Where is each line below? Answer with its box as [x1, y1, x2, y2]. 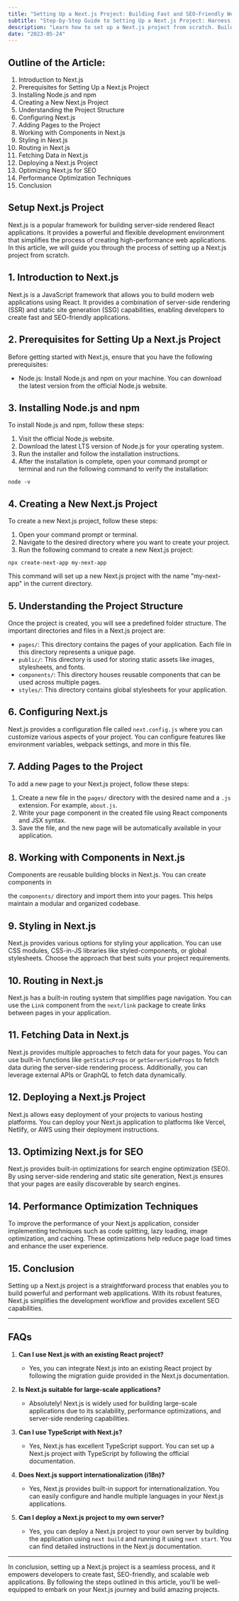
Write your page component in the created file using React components [18, 808, 228, 817]
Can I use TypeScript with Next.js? [18, 1428, 123, 1436]
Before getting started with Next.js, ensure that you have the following [8, 353, 213, 361]
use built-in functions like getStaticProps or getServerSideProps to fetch [8, 1055, 219, 1064]
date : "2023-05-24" [8, 30, 66, 38]
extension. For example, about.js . [18, 800, 118, 809]
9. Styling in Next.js [8, 920, 96, 932]
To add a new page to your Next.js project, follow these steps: [8, 779, 189, 788]
